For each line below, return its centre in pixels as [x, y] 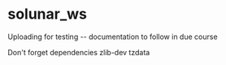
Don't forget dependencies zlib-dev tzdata [79, 52]
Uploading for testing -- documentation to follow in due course [113, 37]
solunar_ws [47, 14]
